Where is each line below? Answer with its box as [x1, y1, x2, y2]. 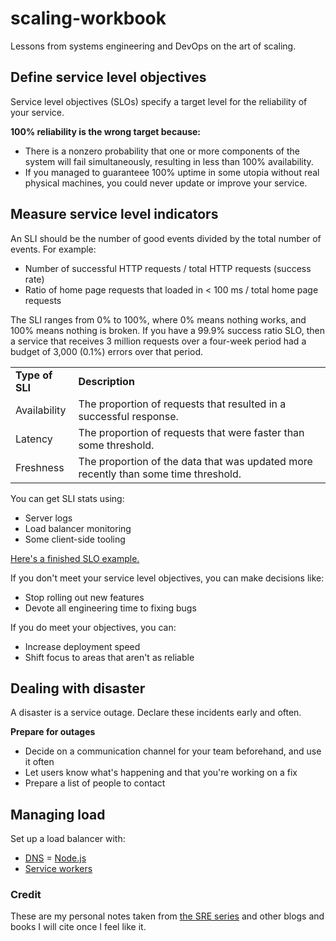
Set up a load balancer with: [10, 833, 126, 845]
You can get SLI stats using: [10, 492, 125, 504]
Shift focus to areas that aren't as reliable [24, 651, 195, 663]
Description [78, 374, 135, 388]
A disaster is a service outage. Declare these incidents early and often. [10, 707, 302, 719]
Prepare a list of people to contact [24, 777, 166, 789]
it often [24, 756, 55, 768]
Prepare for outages [10, 726, 96, 738]
